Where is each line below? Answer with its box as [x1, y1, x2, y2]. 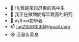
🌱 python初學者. [10, 18, 44, 23]
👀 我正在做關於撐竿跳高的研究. [10, 11, 74, 17]
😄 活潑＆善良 [10, 31, 39, 37]
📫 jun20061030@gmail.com [10, 24, 70, 29]
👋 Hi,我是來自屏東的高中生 [10, 5, 65, 11]
